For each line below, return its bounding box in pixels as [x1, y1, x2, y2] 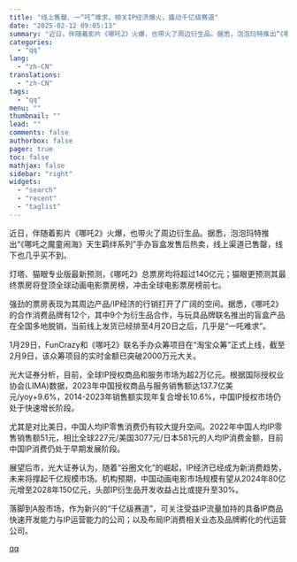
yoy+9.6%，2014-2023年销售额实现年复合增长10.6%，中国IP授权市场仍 [19, 391, 281, 402]
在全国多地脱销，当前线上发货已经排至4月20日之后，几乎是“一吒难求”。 [9, 320, 271, 331]
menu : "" [9, 104, 42, 112]
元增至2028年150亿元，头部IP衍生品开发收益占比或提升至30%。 [9, 484, 244, 495]
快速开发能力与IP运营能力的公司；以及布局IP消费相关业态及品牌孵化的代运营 [9, 514, 287, 525]
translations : [9, 71, 62, 80]
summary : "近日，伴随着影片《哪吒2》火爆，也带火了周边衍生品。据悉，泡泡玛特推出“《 [9, 29, 285, 38]
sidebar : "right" [9, 169, 73, 178]
